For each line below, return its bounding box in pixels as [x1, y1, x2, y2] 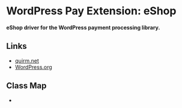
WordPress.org [14, 63, 52, 70]
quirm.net [14, 57, 39, 64]
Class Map [6, 81, 47, 91]
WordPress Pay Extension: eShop [6, 4, 177, 18]
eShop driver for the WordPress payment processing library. [6, 24, 160, 31]
